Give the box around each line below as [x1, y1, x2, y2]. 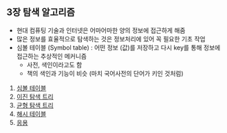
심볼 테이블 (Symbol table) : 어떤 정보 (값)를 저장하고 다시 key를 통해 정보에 [16, 43, 221, 52]
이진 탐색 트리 [16, 92, 54, 101]
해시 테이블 [16, 110, 47, 118]
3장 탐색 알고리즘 [6, 6, 75, 19]
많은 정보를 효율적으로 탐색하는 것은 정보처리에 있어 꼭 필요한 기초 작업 [16, 34, 206, 43]
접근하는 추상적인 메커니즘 [16, 52, 87, 60]
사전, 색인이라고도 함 [26, 61, 83, 69]
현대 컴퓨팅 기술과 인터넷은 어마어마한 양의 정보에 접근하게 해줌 [16, 26, 186, 34]
